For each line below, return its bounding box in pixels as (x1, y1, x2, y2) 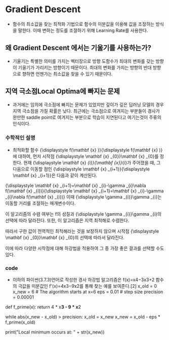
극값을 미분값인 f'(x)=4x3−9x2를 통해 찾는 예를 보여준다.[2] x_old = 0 (18, 283, 157, 289)
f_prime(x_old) (5, 319, 35, 325)
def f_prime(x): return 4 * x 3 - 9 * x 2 (5, 304, 81, 310)
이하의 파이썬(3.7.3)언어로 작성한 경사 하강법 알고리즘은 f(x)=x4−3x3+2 (12, 277, 155, 283)
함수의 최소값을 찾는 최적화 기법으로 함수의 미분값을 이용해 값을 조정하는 (12, 21, 155, 27)
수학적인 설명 (5, 134, 35, 142)
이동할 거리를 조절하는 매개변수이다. (5, 200, 76, 206)
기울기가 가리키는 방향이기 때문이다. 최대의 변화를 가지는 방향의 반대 (18, 64, 152, 71)
